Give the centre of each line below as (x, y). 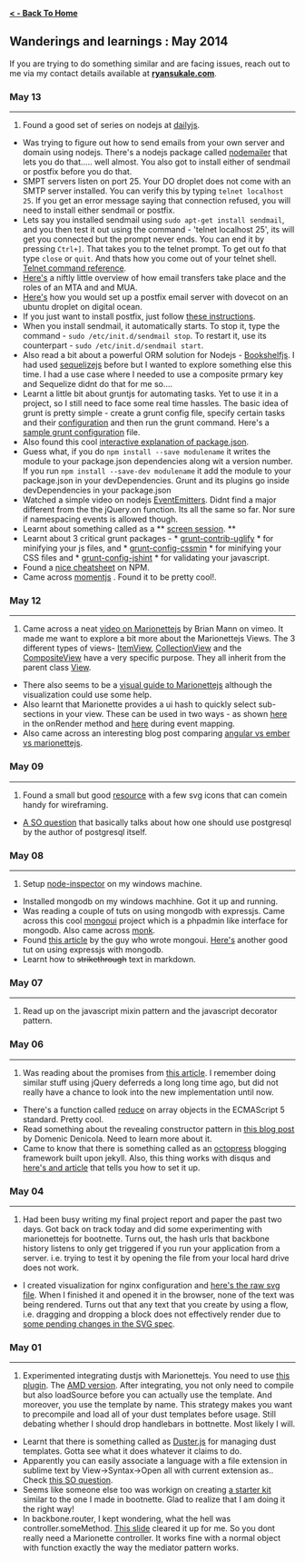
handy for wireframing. (65, 804)
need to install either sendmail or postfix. (98, 210)
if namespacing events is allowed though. (100, 519)
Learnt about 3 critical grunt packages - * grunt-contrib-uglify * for (148, 539)
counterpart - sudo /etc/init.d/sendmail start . (113, 345)
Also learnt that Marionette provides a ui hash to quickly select (139, 704)
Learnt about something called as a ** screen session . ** (129, 529)
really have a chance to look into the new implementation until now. (148, 1092)
